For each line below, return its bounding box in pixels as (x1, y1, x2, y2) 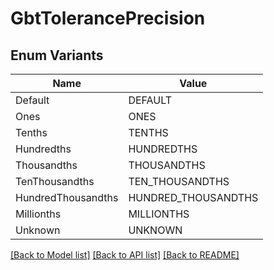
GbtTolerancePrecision (10, 7, 206, 30)
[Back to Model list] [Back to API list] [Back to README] (10, 249, 240, 261)
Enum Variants (10, 47, 104, 64)
